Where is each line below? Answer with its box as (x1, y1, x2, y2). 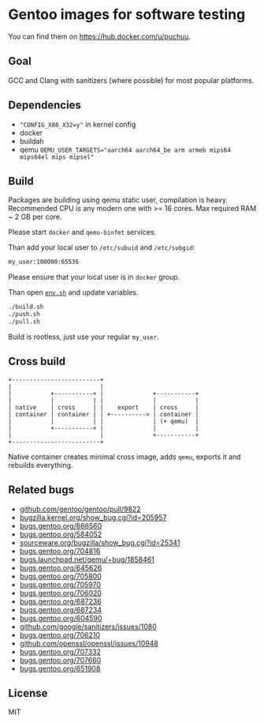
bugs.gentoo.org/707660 (19, 655, 102, 665)
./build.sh (8, 303, 44, 311)
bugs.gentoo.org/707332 (19, 646, 101, 657)
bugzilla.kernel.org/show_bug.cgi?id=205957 (19, 512, 167, 522)
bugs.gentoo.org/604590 (19, 613, 102, 623)
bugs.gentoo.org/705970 (19, 579, 101, 589)
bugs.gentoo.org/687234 (19, 604, 102, 614)
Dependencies (8, 99, 81, 112)
